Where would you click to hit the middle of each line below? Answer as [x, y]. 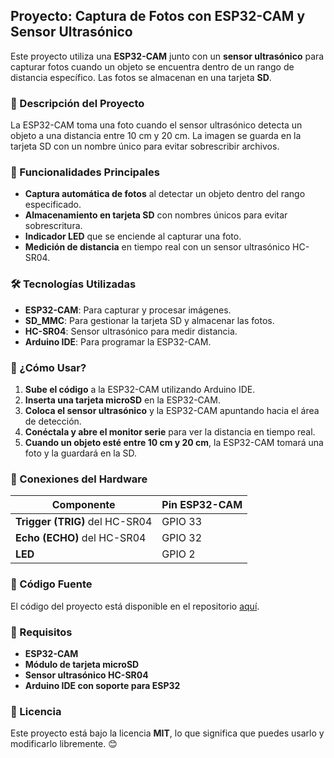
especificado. [53, 205]
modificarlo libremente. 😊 [64, 744]
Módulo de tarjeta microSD [82, 664]
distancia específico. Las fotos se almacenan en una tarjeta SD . [141, 77]
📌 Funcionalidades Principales [85, 172]
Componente [83, 505]
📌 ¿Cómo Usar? [48, 367]
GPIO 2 [178, 554]
